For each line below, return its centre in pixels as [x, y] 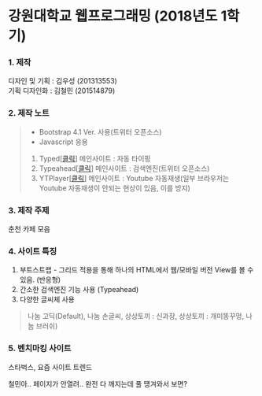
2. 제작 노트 [29, 113]
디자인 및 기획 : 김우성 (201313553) [63, 81]
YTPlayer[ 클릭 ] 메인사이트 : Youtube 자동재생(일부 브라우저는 [134, 178]
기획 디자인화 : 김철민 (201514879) [62, 91]
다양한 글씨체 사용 [47, 299]
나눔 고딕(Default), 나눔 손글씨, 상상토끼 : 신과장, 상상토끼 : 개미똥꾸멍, [136, 316]
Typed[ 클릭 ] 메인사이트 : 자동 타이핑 [95, 158]
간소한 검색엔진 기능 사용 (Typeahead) [79, 290]
